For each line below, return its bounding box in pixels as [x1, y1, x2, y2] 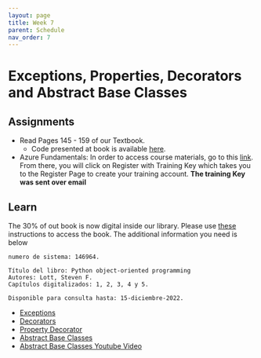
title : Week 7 [8, 19, 55, 27]
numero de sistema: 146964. [8, 253, 100, 261]
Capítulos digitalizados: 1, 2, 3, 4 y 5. [8, 280, 149, 289]
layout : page [8, 11, 51, 20]
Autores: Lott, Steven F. [8, 274, 92, 282]
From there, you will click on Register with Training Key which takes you [19, 161, 251, 170]
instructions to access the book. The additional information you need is [8, 229, 237, 239]
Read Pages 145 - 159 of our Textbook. [19, 136, 145, 145]
